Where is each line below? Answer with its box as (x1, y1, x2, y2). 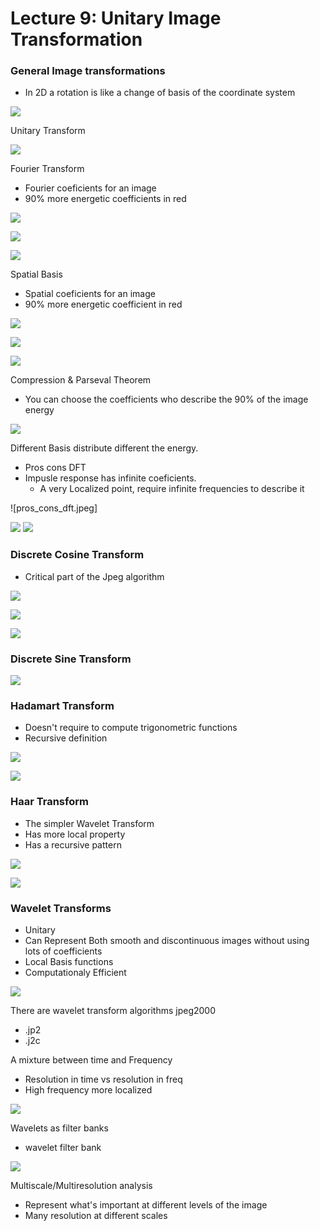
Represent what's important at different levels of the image (24, 1198, 268, 1211)
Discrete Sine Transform (10, 652, 132, 666)
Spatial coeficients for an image (24, 288, 156, 300)
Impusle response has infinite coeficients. (24, 472, 197, 484)
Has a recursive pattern (24, 838, 122, 851)
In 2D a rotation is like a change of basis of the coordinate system (24, 87, 296, 99)
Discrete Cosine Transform (10, 548, 145, 562)
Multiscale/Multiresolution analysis (10, 1179, 153, 1191)
